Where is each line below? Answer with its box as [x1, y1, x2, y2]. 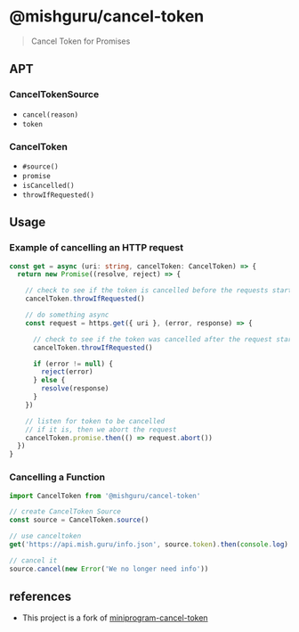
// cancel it [9, 555, 58, 565]
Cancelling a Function [9, 471, 105, 483]
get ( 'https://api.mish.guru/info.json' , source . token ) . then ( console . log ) [9, 540, 289, 549]
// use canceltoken [9, 532, 82, 541]
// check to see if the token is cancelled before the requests [25, 286, 269, 295]
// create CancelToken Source [9, 507, 122, 516]
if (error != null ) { [32, 359, 114, 368]
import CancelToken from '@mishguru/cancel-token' [9, 491, 201, 500]
